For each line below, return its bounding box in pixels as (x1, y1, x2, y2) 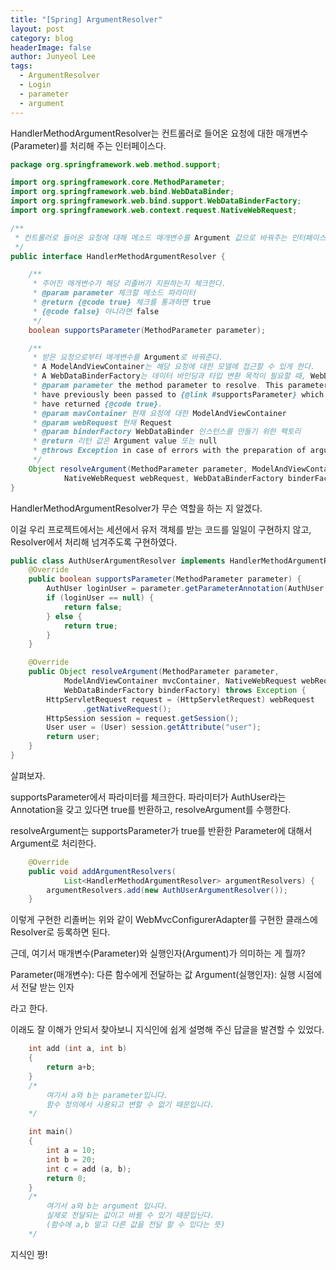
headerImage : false (10, 42, 92, 53)
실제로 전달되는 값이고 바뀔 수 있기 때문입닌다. (46, 1211, 215, 1221)
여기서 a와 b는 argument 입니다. (46, 1201, 169, 1211)
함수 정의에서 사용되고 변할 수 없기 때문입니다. (46, 1099, 215, 1110)
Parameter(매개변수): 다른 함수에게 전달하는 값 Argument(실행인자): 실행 (10, 969, 296, 981)
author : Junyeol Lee (10, 52, 97, 62)
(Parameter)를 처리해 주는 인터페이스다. (10, 139, 167, 151)
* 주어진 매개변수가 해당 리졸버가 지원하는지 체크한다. (32, 279, 227, 289)
